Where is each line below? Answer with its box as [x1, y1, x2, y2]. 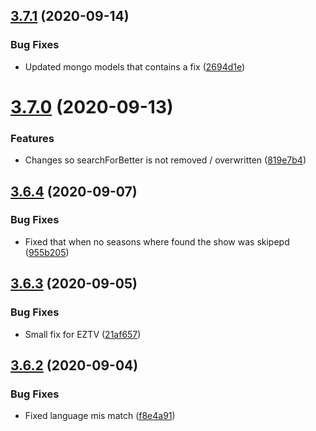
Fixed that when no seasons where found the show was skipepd [24, 235, 290, 248]
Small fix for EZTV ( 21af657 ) [24, 328, 142, 340]
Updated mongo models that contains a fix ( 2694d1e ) [24, 60, 246, 73]
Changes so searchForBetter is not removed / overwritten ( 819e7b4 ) [24, 154, 307, 166]
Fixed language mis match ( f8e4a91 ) [24, 410, 176, 422]
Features [10, 131, 55, 145]
